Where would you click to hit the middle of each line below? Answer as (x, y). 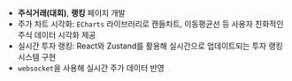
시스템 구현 (37, 57)
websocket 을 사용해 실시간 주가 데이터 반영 (91, 68)
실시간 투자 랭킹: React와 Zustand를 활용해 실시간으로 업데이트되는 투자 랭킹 (150, 46)
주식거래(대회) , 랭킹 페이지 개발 (71, 13)
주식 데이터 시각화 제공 (57, 35)
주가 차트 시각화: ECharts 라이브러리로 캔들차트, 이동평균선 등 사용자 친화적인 (150, 24)
